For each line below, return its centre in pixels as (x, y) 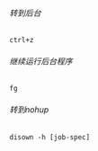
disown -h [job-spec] (50, 137)
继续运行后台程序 (41, 61)
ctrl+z (22, 40)
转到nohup (29, 110)
